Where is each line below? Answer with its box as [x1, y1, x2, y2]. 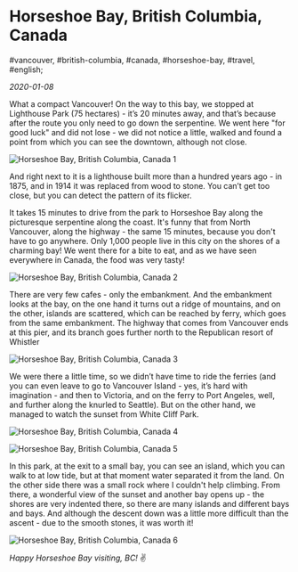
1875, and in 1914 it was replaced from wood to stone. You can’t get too [9, 180, 270, 191]
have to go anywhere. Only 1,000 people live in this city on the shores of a [9, 235, 280, 246]
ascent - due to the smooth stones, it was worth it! [9, 517, 194, 527]
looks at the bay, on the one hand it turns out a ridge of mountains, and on [9, 298, 281, 309]
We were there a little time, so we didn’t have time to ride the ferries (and [9, 371, 277, 381]
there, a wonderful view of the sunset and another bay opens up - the [9, 488, 265, 500]
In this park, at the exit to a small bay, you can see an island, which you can [9, 461, 286, 471]
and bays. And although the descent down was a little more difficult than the [9, 508, 289, 519]
